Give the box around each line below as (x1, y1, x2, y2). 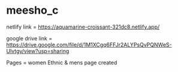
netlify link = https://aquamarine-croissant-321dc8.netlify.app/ (6, 23, 160, 30)
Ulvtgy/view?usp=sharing (6, 47, 70, 54)
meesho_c (6, 4, 59, 17)
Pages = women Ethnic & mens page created (6, 59, 117, 66)
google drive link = (6, 35, 53, 42)
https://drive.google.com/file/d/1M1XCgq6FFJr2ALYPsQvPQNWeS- (6, 41, 172, 48)
